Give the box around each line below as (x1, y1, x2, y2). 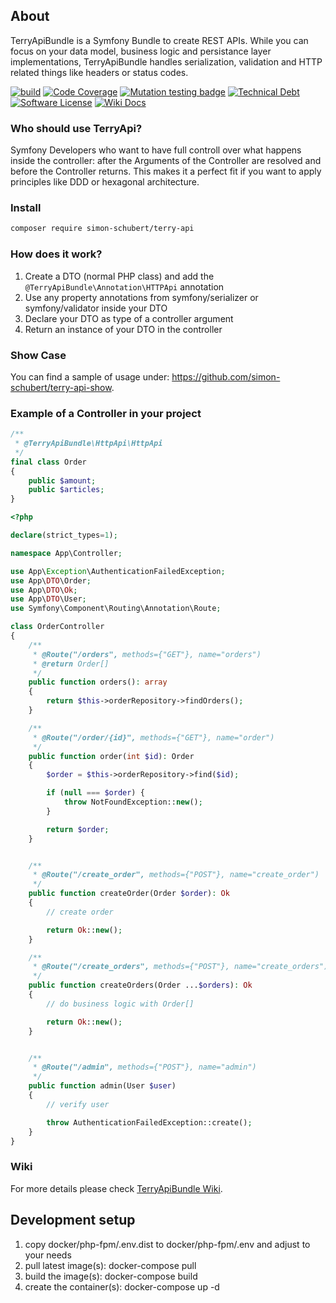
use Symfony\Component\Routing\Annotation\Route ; (10, 604, 222, 614)
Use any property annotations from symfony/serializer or (24, 291, 259, 303)
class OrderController (10, 622, 105, 632)
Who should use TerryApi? (10, 121, 143, 135)
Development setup (10, 1212, 136, 1229)
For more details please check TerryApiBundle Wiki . (10, 1182, 223, 1194)
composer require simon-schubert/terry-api (10, 224, 195, 234)
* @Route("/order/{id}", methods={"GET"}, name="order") (32, 732, 275, 743)
